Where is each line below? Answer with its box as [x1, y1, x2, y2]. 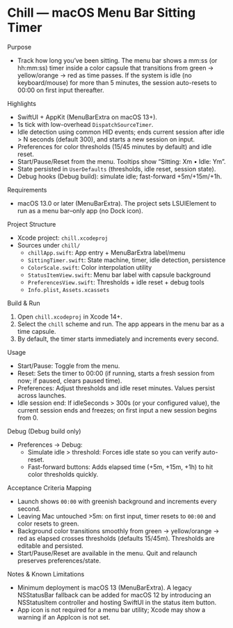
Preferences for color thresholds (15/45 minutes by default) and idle [17, 142, 212, 151]
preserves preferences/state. [17, 556, 102, 565]
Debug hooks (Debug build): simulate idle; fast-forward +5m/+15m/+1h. [17, 172, 223, 181]
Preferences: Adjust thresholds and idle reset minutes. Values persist [17, 383, 216, 392]
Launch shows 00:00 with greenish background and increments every [17, 497, 217, 505]
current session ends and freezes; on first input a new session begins [17, 406, 217, 414]
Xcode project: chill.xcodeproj [17, 233, 109, 242]
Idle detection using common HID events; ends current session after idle [17, 128, 225, 136]
